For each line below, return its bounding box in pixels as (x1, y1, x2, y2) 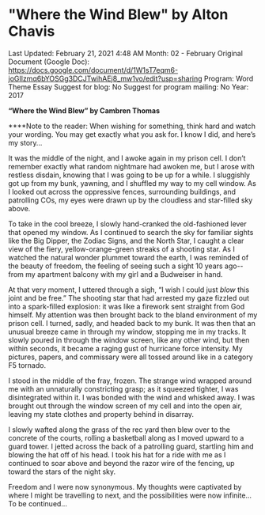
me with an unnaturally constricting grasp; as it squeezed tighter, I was (8, 384, 239, 393)
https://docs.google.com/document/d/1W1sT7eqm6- (8, 65, 179, 74)
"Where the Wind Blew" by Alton (8, 6, 229, 24)
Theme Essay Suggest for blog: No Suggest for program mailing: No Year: (8, 81, 249, 92)
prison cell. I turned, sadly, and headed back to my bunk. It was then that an (8, 318, 256, 328)
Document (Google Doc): (8, 57, 89, 66)
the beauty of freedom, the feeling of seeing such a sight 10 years (8, 261, 223, 271)
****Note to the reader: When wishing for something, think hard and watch (8, 121, 256, 131)
